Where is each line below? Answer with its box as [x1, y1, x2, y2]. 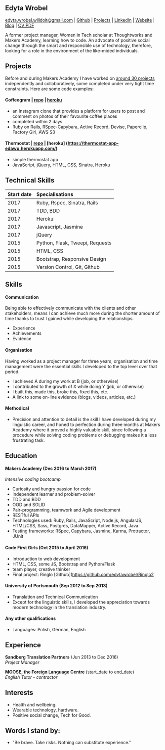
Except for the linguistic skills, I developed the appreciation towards [12, 599, 150, 605]
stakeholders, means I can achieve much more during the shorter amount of [5, 310, 160, 316]
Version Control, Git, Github [36, 263, 100, 270]
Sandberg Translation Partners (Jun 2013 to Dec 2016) [5, 654, 119, 660]
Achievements [12, 330, 42, 336]
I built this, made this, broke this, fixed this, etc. [12, 388, 109, 395]
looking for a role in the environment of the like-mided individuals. [5, 47, 139, 53]
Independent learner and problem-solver [12, 491, 95, 497]
